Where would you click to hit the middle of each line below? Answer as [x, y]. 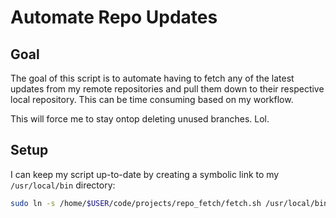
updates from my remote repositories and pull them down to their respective [167, 89]
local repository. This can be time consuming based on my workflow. [152, 99]
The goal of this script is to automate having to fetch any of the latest [152, 78]
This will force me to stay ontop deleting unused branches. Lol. [140, 119]
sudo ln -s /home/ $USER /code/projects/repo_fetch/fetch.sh [136, 203]
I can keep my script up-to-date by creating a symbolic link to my [145, 174]
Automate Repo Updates [114, 17]
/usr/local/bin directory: [63, 185]
